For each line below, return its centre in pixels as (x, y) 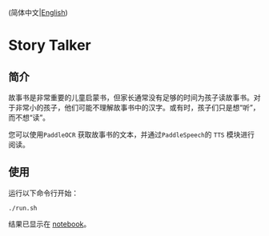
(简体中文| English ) (38, 12)
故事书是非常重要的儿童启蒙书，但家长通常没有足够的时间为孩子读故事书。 (131, 98)
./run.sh (23, 208)
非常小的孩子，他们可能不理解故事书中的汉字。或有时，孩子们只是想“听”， (137, 108)
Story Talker (50, 45)
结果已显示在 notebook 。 (50, 224)
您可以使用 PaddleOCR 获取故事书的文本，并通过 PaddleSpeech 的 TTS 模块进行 (131, 134)
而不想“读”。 (29, 118)
